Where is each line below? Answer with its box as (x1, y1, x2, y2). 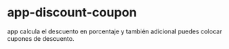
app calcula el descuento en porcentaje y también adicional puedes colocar (7, 27, 223, 35)
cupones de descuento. (7, 34, 74, 42)
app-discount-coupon (7, 5, 137, 20)
